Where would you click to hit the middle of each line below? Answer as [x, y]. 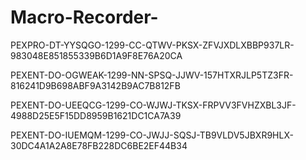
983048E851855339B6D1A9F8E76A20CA [96, 55]
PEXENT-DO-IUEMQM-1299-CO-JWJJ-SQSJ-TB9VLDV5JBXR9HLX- [152, 135]
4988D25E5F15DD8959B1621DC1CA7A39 [96, 115]
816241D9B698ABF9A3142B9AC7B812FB [95, 85]
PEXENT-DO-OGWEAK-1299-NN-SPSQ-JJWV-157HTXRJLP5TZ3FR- [152, 75]
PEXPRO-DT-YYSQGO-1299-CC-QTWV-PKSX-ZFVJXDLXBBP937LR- [152, 45]
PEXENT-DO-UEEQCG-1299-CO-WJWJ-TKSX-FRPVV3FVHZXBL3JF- [153, 105]
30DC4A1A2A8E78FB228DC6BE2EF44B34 [99, 145]
